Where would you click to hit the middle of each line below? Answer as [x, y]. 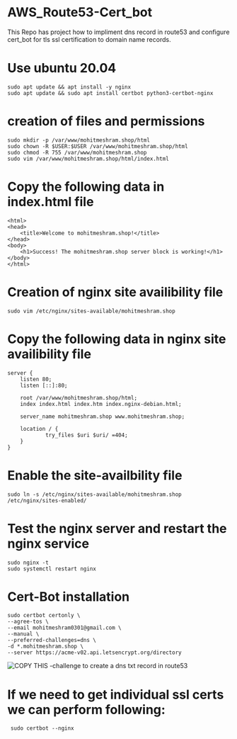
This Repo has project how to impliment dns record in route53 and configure [118, 32]
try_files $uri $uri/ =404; [87, 435]
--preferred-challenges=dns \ [52, 641]
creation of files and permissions [106, 122]
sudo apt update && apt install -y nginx [69, 87]
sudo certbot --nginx [42, 728]
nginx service [48, 543]
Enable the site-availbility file [95, 475]
